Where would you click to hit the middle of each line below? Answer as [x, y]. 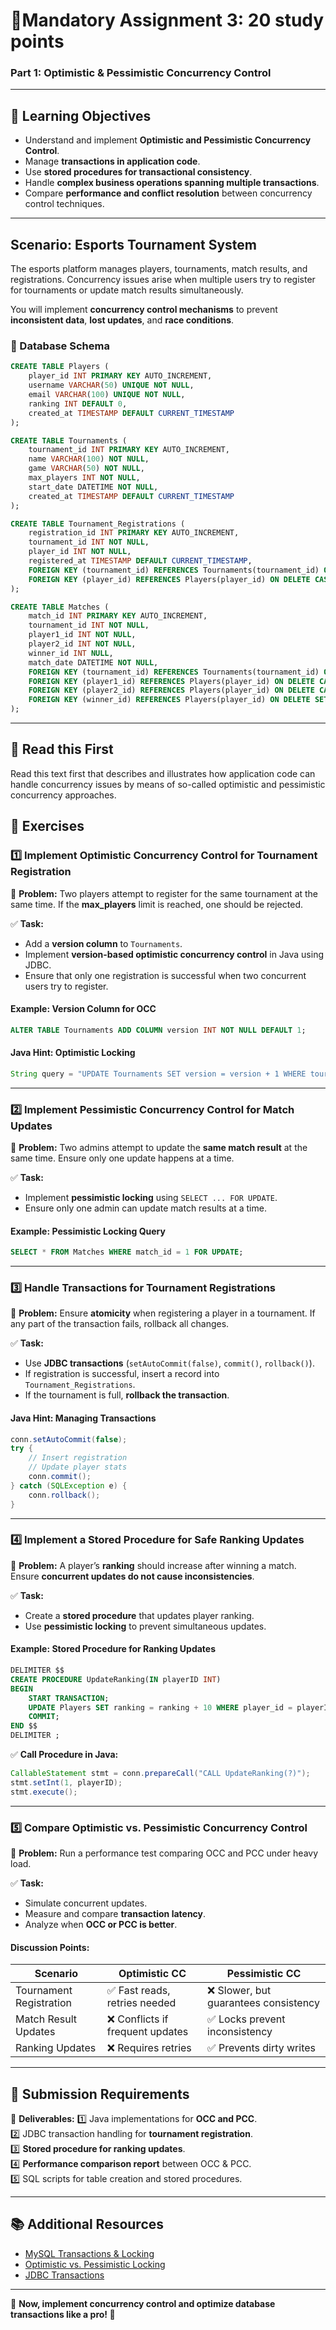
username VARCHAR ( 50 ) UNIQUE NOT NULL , [111, 385]
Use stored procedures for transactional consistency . [138, 172]
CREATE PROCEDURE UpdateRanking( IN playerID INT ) [116, 1679]
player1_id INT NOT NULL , [82, 635]
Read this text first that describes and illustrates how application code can [163, 773]
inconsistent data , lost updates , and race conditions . [122, 320]
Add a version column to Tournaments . [103, 943]
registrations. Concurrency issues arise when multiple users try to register [163, 280]
